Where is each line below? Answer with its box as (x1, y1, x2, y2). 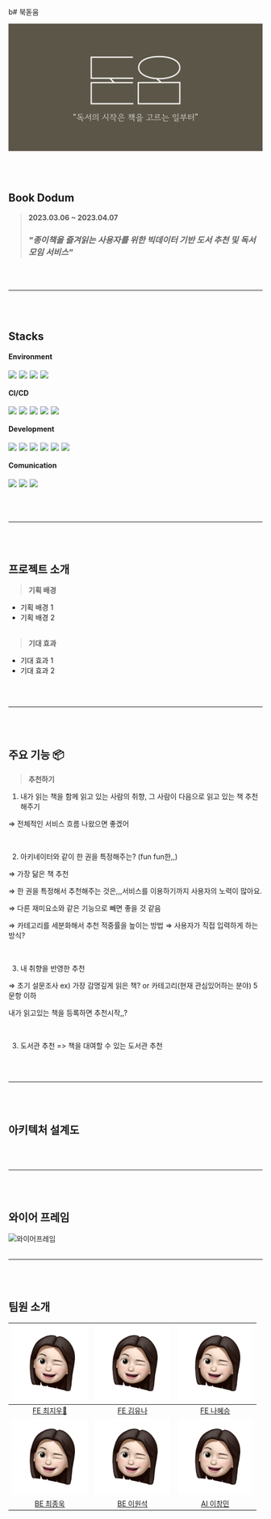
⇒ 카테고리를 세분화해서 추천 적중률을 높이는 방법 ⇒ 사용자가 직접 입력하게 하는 (8, 920, 259, 930)
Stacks (8, 329, 44, 343)
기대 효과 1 (19, 656, 54, 666)
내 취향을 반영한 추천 (19, 963, 85, 973)
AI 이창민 (201, 1499, 230, 1508)
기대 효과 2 (19, 666, 55, 675)
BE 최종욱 (35, 1499, 65, 1508)
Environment (8, 352, 52, 362)
